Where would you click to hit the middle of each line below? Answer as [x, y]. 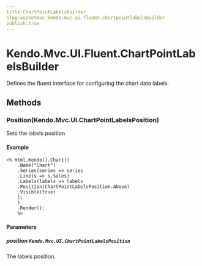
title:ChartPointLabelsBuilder [46, 12]
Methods [24, 102]
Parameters [21, 227]
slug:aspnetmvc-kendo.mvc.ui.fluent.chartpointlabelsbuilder [86, 18]
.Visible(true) [37, 192]
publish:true [23, 23]
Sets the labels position [36, 133]
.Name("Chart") [37, 165]
